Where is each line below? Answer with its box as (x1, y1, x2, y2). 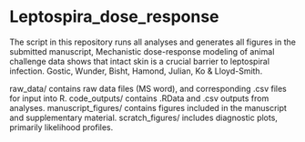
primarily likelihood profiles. (9, 121, 114, 133)
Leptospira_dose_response (9, 6, 219, 27)
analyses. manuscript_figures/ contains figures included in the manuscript (9, 102, 287, 113)
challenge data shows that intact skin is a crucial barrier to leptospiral (9, 56, 270, 66)
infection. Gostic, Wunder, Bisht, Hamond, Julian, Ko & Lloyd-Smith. (9, 66, 263, 76)
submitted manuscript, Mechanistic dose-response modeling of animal (9, 46, 275, 56)
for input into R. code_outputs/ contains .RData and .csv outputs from (9, 93, 269, 104)
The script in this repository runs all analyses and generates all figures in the (9, 36, 296, 47)
